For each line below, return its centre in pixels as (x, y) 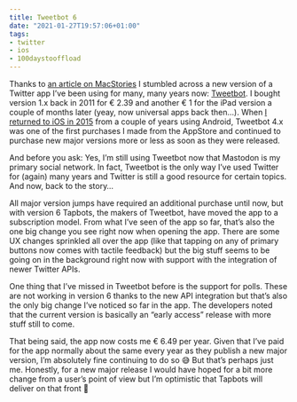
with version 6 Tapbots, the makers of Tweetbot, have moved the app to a (144, 213)
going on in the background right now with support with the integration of (143, 260)
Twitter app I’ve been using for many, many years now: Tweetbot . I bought (145, 93)
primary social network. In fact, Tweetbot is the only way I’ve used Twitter (144, 167)
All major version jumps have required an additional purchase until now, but (146, 203)
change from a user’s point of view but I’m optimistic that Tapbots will (136, 379)
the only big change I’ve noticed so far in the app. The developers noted (141, 305)
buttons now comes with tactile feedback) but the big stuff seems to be (140, 250)
